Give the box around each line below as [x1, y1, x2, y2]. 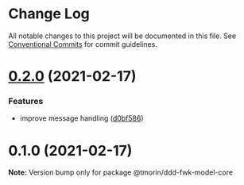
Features [8, 96, 44, 107]
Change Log [8, 5, 90, 23]
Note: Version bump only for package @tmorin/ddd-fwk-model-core [8, 168, 233, 177]
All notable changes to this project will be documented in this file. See [8, 31, 237, 40]
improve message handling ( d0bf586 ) [19, 114, 145, 123]
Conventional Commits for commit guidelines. [8, 39, 157, 48]
